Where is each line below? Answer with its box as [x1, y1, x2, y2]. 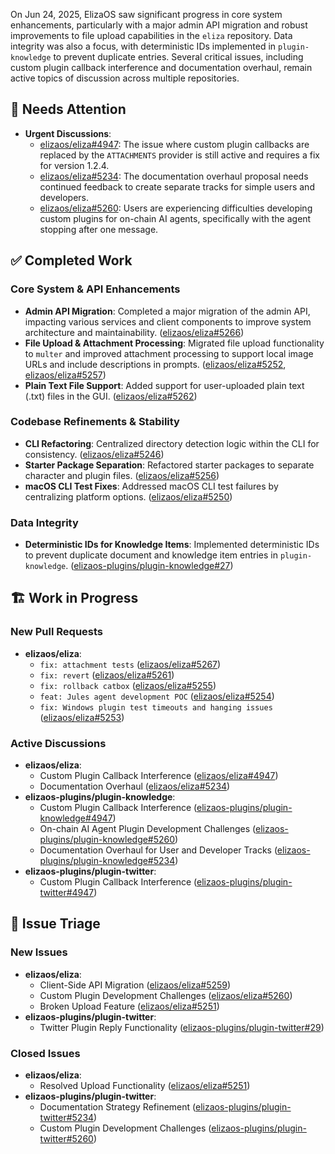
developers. [39, 191, 90, 203]
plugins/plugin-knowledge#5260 [39, 834, 176, 846]
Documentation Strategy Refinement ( [39, 1101, 196, 1113]
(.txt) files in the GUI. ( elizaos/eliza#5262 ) [24, 390, 198, 402]
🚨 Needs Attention [10, 101, 127, 118]
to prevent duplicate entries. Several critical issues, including [53, 51, 304, 63]
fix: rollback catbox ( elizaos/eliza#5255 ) [39, 679, 217, 691]
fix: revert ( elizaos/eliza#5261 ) [39, 669, 175, 681]
